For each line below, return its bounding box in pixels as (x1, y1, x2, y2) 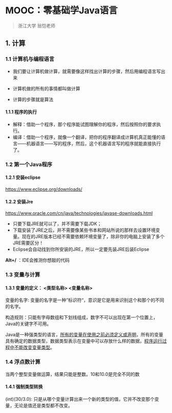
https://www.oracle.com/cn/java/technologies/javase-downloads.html (5, 210, 153, 216)
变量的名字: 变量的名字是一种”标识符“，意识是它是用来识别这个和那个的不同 (5, 297, 165, 303)
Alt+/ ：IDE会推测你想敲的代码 (5, 257, 70, 263)
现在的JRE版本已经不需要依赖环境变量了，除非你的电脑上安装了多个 (21, 234, 165, 240)
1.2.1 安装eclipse (5, 174, 41, 180)
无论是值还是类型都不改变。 (14, 402, 73, 408)
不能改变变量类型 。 (14, 345, 55, 351)
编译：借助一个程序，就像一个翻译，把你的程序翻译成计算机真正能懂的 (12, 134, 161, 140)
